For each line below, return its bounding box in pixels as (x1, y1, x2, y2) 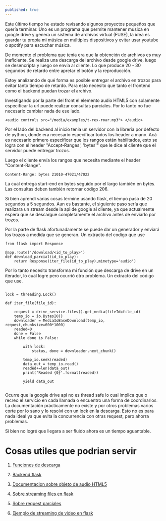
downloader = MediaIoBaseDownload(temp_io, (14, 318, 106, 323)
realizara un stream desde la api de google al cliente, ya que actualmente (5, 206, 155, 212)
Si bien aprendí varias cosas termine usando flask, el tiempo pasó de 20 (5, 195, 153, 201)
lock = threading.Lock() (5, 292, 56, 297)
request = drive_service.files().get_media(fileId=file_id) (14, 309, 141, 314)
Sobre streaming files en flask (12, 491, 73, 497)
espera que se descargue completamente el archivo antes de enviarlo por (5, 211, 156, 217)
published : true (5, 7, 39, 12)
